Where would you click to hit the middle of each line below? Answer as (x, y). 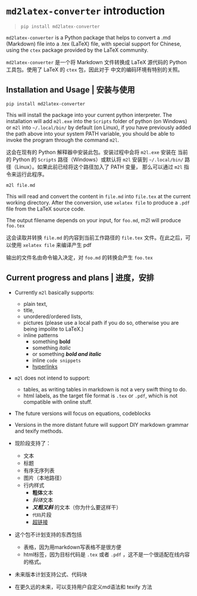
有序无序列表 (39, 470)
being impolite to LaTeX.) (54, 329)
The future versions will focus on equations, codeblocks (83, 413)
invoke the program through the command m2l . (63, 140)
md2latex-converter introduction (86, 11)
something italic (51, 348)
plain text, (35, 304)
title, (29, 310)
